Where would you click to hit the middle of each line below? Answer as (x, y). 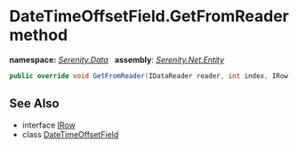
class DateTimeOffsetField (70, 134)
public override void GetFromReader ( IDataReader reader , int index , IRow (149, 76)
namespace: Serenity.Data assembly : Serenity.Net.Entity (117, 59)
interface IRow (48, 125)
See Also (34, 104)
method (39, 35)
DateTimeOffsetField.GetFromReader (149, 16)
